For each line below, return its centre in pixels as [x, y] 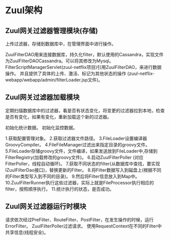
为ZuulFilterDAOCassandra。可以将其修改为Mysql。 [59, 61]
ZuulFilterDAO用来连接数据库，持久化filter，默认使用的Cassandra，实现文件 [84, 54]
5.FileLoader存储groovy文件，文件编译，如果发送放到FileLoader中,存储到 [81, 151]
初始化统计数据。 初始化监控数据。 [41, 128]
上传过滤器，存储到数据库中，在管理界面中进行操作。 [61, 44]
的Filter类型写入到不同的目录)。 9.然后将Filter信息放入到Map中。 [73, 176]
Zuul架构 [24, 10]
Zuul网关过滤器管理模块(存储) [52, 31]
